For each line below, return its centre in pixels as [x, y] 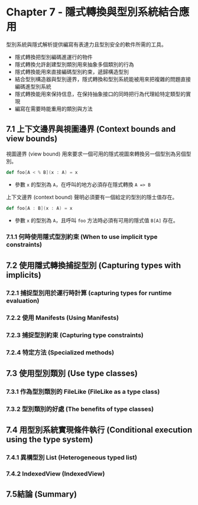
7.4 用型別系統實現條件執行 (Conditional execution [99, 430]
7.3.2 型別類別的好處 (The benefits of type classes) [80, 409]
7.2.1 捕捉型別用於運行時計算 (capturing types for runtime [89, 293]
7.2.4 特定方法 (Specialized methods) [60, 352]
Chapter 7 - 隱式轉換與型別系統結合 [92, 12]
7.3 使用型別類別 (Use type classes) [72, 373]
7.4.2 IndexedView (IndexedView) [56, 474]
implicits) [24, 275]
